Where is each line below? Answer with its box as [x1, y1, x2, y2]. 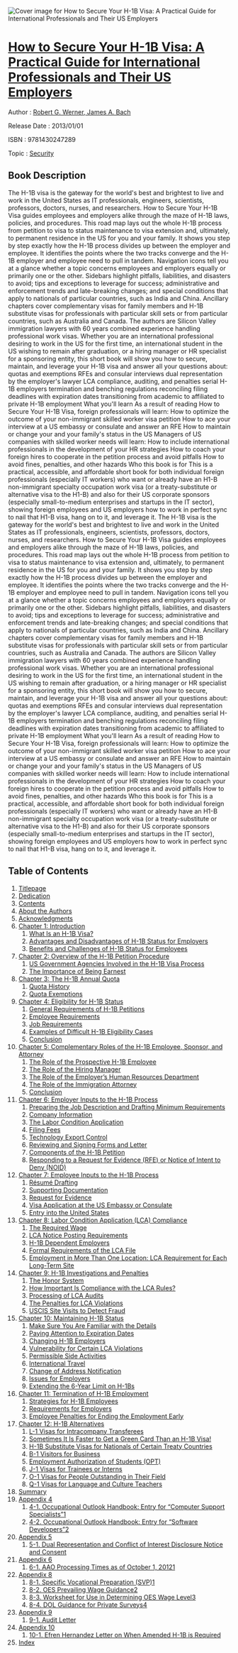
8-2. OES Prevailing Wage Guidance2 [28, 1585, 138, 1593]
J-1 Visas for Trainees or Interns [28, 1464, 123, 1473]
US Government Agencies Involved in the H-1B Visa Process [28, 959, 205, 968]
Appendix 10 [18, 1622, 55, 1632]
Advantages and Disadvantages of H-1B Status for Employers [28, 937, 208, 945]
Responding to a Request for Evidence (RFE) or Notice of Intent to [28, 1155, 221, 1164]
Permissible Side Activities [28, 1351, 107, 1360]
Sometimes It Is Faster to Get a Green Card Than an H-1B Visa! [28, 1434, 212, 1443]
